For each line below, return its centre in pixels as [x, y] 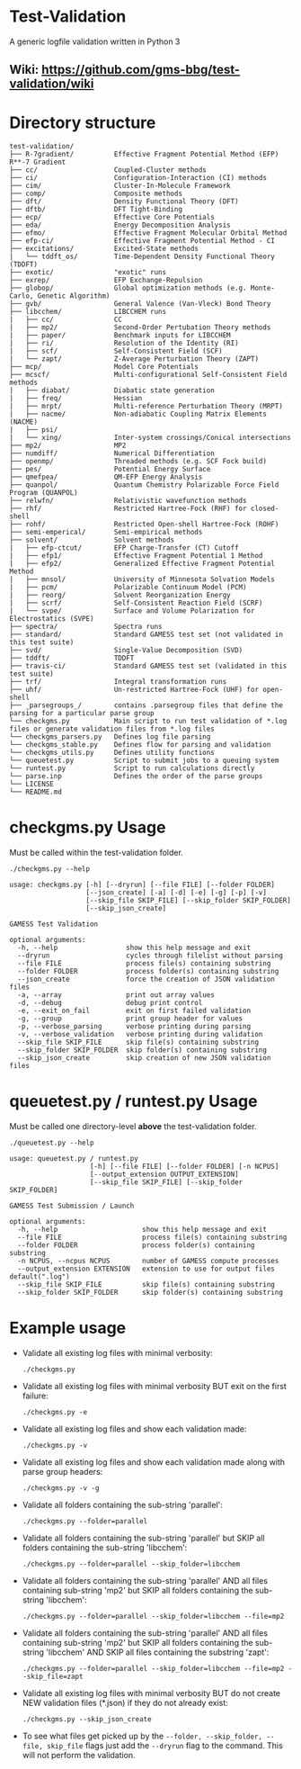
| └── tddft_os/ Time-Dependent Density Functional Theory [142, 257]
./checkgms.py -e [55, 1413]
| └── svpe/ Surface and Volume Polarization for [132, 611]
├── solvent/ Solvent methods [92, 540]
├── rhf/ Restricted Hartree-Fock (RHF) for [128, 509]
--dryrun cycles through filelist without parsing [150, 956]
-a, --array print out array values [116, 995]
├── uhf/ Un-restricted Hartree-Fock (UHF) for [134, 690]
